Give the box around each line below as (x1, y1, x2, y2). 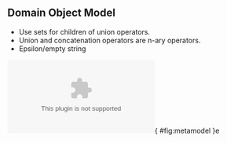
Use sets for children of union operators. (18, 27, 151, 36)
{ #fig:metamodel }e (155, 126, 220, 135)
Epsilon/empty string (18, 43, 86, 53)
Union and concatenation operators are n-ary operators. (18, 35, 201, 45)
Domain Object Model (7, 6, 115, 20)
